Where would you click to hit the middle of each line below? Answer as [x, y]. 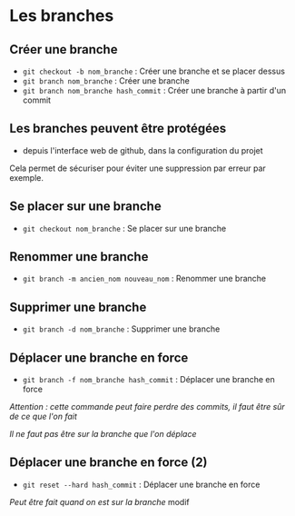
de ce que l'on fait [43, 417]
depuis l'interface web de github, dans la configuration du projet [143, 150]
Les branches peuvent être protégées [118, 129]
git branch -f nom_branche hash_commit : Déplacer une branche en [148, 380]
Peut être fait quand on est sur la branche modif [100, 501]
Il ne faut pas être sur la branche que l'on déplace [103, 434]
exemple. [26, 177]
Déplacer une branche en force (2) [108, 463]
